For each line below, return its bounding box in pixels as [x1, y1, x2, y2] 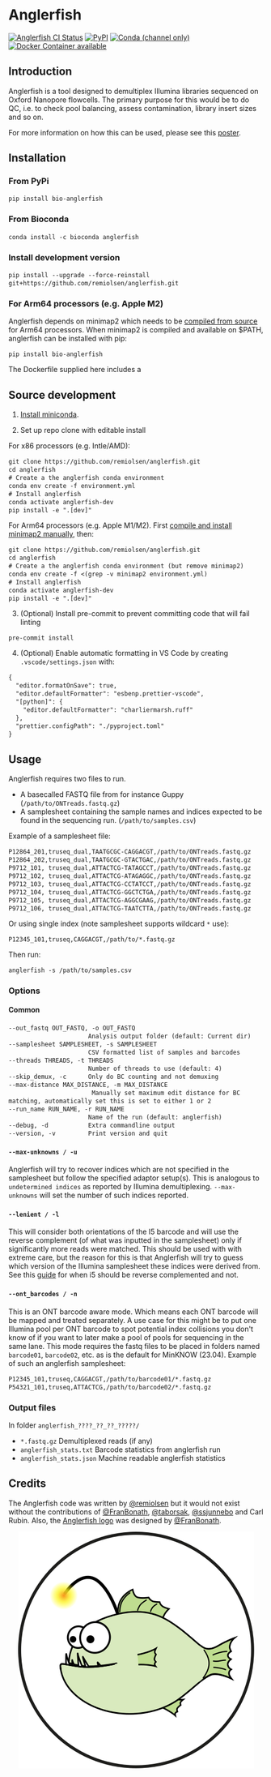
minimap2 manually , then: [8, 529, 95, 539]
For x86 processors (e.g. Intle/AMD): [8, 441, 131, 451]
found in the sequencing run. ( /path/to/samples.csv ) [19, 815, 197, 824]
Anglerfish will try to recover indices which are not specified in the [8, 1165, 230, 1175]
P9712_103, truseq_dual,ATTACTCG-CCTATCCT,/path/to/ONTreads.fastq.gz [8, 880, 252, 888]
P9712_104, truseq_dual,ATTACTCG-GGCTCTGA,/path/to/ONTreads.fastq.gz [8, 888, 252, 897]
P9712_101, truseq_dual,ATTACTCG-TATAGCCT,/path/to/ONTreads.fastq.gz [8, 863, 252, 872]
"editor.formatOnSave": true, [15, 682, 117, 690]
